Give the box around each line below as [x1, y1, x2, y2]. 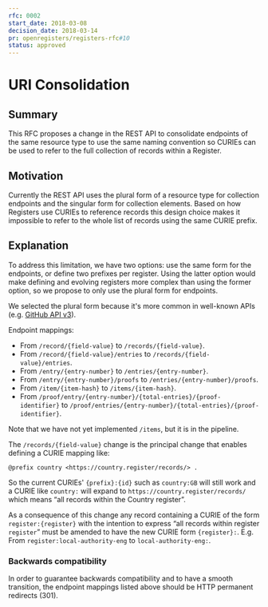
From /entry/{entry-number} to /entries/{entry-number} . [19, 365, 209, 376]
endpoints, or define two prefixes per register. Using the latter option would [8, 269, 256, 278]
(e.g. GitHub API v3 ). [8, 309, 77, 319]
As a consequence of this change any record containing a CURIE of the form [8, 509, 260, 520]
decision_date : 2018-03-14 [8, 26, 98, 34]
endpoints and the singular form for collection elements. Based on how [8, 198, 242, 208]
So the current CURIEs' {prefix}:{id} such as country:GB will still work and [8, 477, 257, 487]
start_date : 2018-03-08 [8, 19, 88, 27]
